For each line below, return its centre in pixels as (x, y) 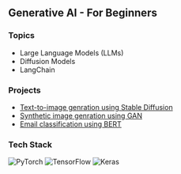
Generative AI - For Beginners (83, 13)
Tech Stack (30, 144)
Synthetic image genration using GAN (81, 115)
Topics (22, 36)
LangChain (37, 70)
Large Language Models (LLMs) (72, 53)
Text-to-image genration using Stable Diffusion (96, 107)
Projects (25, 90)
